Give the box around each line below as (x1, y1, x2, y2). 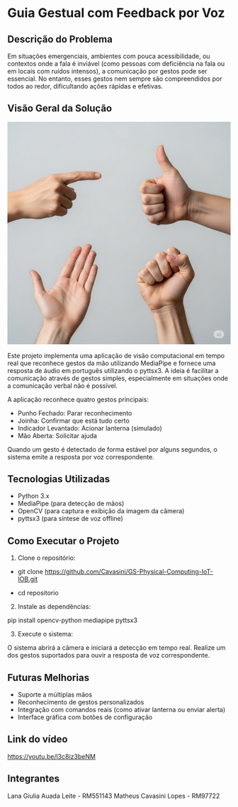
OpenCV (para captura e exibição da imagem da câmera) (17, 507, 185, 515)
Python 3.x (17, 492, 50, 500)
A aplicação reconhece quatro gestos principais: (7, 395, 149, 403)
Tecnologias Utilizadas (7, 473, 110, 485)
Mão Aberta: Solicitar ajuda (17, 431, 98, 440)
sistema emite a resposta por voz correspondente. (7, 452, 154, 461)
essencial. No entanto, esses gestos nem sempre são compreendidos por (7, 74, 222, 83)
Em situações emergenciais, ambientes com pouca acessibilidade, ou (7, 52, 210, 60)
